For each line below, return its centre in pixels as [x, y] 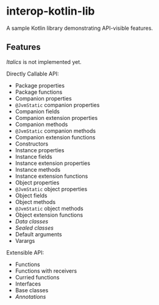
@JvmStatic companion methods [55, 131]
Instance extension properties [52, 163]
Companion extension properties [56, 117]
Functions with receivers [46, 271]
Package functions [39, 92]
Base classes [32, 290]
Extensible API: [25, 252]
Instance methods [38, 169]
